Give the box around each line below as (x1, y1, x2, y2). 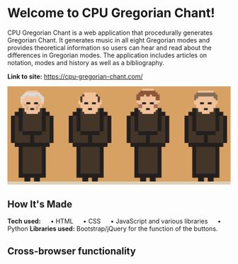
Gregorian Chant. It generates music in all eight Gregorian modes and (7, 35, 210, 44)
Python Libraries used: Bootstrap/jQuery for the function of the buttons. (7, 224, 218, 233)
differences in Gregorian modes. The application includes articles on (7, 51, 208, 59)
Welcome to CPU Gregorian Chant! (7, 5, 215, 21)
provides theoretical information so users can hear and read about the (7, 43, 212, 52)
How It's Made (7, 198, 73, 210)
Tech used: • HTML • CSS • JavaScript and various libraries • (7, 217, 222, 226)
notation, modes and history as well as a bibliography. (7, 58, 164, 67)
